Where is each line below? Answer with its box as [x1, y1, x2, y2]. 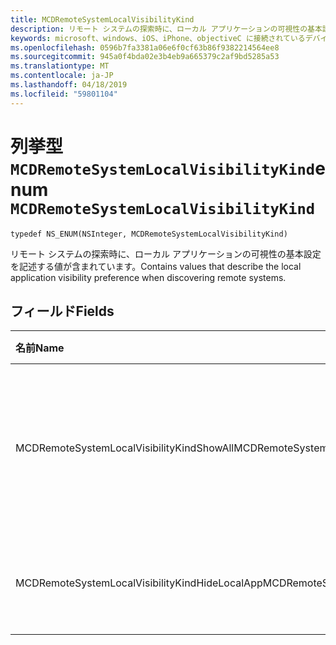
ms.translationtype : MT [10, 61, 110, 71]
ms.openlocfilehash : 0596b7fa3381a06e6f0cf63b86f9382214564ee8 [10, 42, 280, 53]
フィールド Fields [10, 302, 115, 320]
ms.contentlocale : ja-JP [10, 71, 114, 81]
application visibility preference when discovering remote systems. [10, 271, 287, 283]
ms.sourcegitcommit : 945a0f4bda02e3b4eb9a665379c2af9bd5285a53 [10, 52, 280, 62]
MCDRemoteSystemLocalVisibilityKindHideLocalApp [15, 576, 263, 590]
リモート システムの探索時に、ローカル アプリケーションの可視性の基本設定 [10, 247, 322, 260]
